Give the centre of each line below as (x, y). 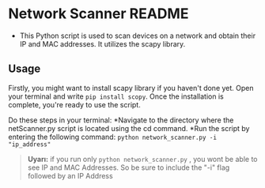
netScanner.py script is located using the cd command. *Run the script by (129, 128)
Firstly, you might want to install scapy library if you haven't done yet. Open (131, 88)
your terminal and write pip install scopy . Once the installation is (116, 96)
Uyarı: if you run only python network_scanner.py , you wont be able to (142, 159)
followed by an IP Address (70, 175)
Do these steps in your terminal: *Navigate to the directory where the (121, 120)
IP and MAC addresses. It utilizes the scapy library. (102, 43)
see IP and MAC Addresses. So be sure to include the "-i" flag (129, 167)
